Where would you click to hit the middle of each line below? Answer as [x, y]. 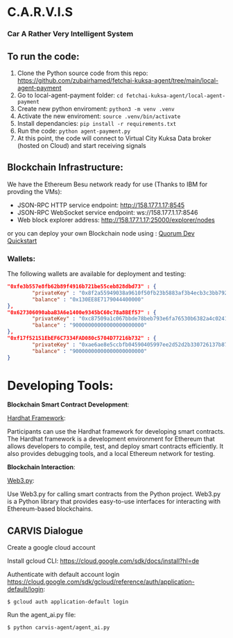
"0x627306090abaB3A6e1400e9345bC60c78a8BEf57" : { [82, 312]
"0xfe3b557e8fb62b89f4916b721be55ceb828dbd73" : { [82, 287]
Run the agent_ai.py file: [42, 615]
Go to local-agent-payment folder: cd [70, 95]
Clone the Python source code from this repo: [83, 73]
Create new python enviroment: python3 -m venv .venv [96, 108]
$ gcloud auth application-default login [68, 602]
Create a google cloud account [51, 548]
